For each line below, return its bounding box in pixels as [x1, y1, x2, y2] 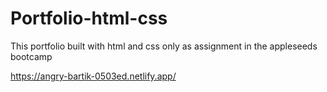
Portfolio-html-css [10, 7, 168, 30]
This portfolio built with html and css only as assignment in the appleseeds [10, 40, 318, 52]
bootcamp [10, 50, 53, 62]
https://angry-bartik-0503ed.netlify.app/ [10, 70, 177, 82]
